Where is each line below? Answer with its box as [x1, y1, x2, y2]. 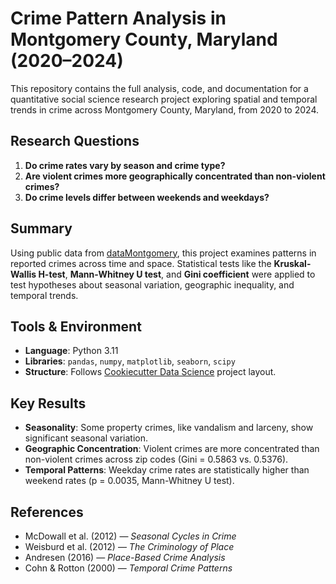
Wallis [10, 268, 37, 280]
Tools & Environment [10, 318, 142, 335]
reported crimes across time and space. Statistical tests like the [10, 257, 272, 269]
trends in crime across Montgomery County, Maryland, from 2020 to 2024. [10, 103, 319, 116]
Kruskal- [273, 257, 312, 269]
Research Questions [10, 133, 140, 150]
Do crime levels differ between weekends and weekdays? [24, 191, 270, 203]
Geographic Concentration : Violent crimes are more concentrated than [24, 443, 320, 455]
